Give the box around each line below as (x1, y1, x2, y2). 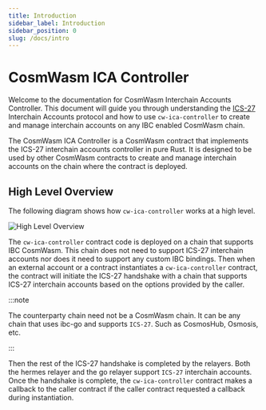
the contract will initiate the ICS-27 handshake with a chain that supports (8, 271, 248, 280)
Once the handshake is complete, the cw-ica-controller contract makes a (8, 376, 253, 385)
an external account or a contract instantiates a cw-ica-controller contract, (8, 263, 258, 272)
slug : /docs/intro (8, 34, 69, 42)
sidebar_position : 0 (8, 26, 77, 34)
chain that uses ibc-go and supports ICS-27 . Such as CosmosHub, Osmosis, (8, 320, 259, 328)
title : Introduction (8, 11, 77, 20)
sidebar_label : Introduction (8, 19, 105, 27)
